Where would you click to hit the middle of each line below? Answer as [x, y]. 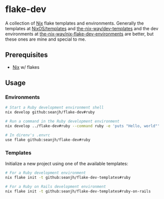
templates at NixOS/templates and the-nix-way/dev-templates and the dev [82, 28]
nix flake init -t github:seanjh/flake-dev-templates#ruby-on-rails [78, 191]
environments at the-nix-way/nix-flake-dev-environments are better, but [79, 34]
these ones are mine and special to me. [46, 39]
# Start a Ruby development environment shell [54, 108]
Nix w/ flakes [26, 67]
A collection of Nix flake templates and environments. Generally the [74, 23]
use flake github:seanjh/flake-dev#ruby [48, 140]
